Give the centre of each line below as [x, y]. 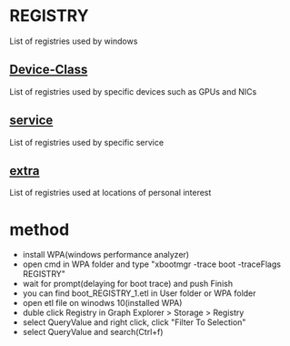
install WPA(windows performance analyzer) [105, 255]
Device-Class [49, 70]
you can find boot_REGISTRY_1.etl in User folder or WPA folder [139, 293]
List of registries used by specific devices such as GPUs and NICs [133, 91]
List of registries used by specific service [87, 142]
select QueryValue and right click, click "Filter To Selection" [134, 322]
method [40, 229]
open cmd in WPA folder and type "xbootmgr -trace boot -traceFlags [152, 264]
